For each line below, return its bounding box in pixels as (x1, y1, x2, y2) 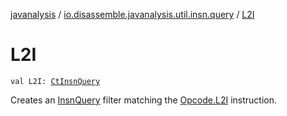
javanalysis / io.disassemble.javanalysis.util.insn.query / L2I (10, 9, 255, 20)
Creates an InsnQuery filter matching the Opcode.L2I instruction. (10, 94, 278, 106)
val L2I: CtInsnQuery (10, 76, 101, 86)
